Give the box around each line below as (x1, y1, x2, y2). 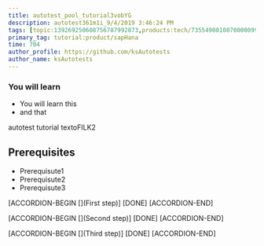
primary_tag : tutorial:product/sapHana (8, 33, 139, 42)
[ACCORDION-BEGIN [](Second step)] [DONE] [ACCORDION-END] (8, 213, 224, 222)
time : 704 (8, 41, 41, 49)
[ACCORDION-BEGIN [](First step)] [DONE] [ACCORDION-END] (8, 198, 214, 207)
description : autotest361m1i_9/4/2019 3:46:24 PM (8, 19, 174, 27)
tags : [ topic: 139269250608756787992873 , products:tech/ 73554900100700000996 (8, 26, 262, 34)
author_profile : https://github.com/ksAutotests (8, 48, 170, 56)
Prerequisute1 (19, 166, 64, 175)
